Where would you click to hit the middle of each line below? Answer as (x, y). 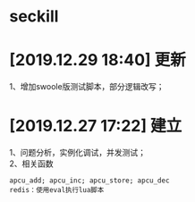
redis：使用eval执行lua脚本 (57, 190)
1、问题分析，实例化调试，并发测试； (77, 153)
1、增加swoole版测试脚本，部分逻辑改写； (87, 87)
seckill (34, 17)
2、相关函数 (31, 164)
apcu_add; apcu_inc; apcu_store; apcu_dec (89, 181)
